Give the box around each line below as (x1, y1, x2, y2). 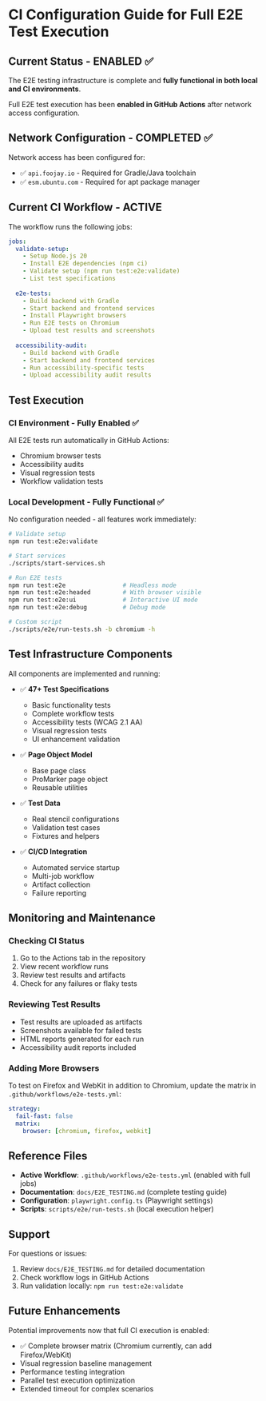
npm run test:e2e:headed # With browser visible (8, 589, 202, 597)
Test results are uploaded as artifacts (19, 1017, 143, 1027)
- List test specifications (22, 274, 116, 282)
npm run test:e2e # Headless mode (8, 581, 177, 589)
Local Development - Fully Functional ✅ (8, 496, 165, 507)
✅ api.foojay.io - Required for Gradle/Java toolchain (19, 168, 197, 178)
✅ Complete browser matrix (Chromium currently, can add (19, 1341, 212, 1351)
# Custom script (8, 618, 62, 626)
